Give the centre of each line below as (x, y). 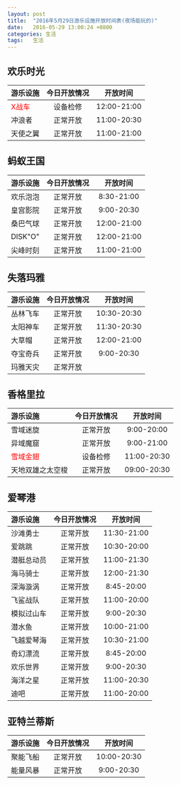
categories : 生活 (32, 34)
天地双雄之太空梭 (40, 470)
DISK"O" (25, 236)
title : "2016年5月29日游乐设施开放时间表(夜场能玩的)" (83, 21)
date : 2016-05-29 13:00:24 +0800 (60, 27)
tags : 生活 (26, 41)
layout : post (27, 14)
